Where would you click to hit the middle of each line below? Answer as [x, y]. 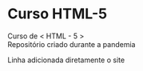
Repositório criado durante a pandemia [71, 44]
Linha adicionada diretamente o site [66, 60]
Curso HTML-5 [58, 14]
